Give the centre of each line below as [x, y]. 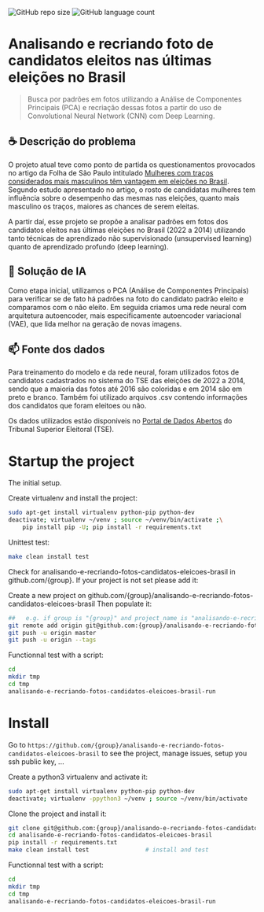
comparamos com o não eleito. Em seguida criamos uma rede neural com [128, 307]
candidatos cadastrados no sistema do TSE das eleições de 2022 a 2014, [127, 381]
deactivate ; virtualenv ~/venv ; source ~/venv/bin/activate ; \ [115, 520]
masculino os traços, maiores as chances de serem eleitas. [104, 206]
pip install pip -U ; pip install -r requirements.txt [112, 527]
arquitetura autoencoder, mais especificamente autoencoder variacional [125, 316]
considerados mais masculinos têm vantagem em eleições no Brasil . [119, 181]
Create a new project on [47, 595]
